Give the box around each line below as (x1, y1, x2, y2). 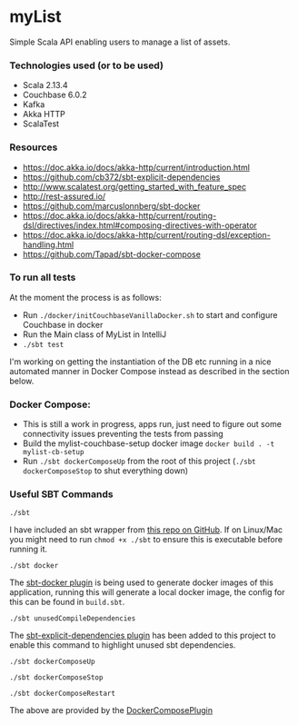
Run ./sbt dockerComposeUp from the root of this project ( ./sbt (22, 456, 256, 467)
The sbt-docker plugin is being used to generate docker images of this (9, 577, 274, 588)
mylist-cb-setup (22, 448, 84, 457)
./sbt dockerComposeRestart (9, 689, 116, 699)
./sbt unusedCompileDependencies (9, 614, 136, 623)
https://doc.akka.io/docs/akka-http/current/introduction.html (22, 162, 250, 173)
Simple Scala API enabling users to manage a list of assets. (9, 36, 231, 47)
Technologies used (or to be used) (9, 59, 164, 72)
